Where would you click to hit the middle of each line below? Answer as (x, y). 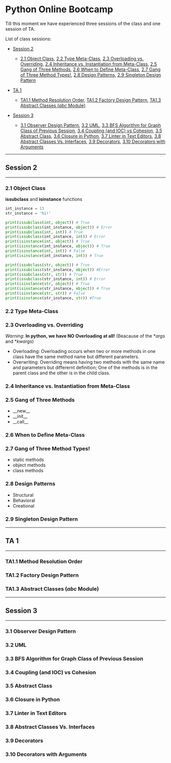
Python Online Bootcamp (59, 9)
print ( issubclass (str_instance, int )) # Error (55, 279)
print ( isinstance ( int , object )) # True (48, 241)
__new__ (21, 411)
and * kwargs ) (20, 341)
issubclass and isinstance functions (44, 199)
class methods (28, 471)
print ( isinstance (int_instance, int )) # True (54, 256)
